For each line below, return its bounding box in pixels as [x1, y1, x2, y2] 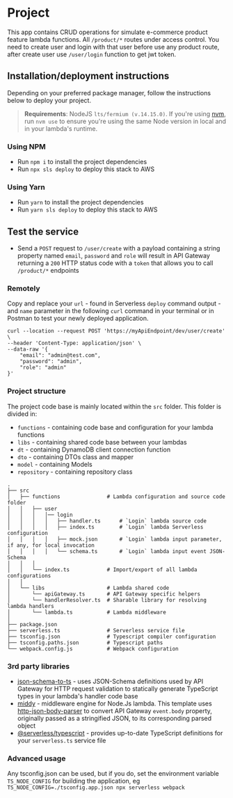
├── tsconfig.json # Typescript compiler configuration [7, 633, 216, 640]
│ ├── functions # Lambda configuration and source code [7, 493, 226, 500]
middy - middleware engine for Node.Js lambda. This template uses [17, 699, 212, 708]
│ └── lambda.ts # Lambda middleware [7, 609, 167, 616]
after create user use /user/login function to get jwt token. [7, 50, 177, 58]
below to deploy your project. [7, 96, 92, 104]
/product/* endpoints [17, 266, 79, 275]
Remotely [7, 284, 40, 294]
